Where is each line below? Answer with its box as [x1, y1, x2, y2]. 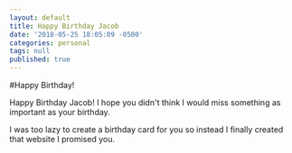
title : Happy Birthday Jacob [9, 22, 119, 31]
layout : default [9, 13, 71, 22]
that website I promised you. [9, 134, 116, 144]
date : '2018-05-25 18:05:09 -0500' [9, 30, 144, 39]
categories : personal [9, 38, 91, 48]
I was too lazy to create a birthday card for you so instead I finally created [9, 124, 284, 135]
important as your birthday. [9, 107, 110, 117]
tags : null [9, 47, 51, 56]
